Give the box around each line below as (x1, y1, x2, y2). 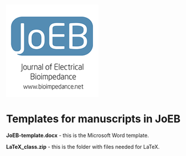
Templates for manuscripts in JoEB (6, 112, 181, 126)
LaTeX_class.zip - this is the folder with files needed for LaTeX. (6, 143, 160, 150)
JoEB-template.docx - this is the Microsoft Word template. (6, 132, 149, 139)
